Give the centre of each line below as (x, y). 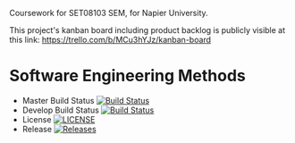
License (37, 119)
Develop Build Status (61, 110)
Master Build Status (58, 100)
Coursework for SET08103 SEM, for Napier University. (109, 13)
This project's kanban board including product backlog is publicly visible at (147, 30)
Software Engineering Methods (127, 76)
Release (37, 129)
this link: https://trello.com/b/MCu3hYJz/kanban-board (110, 40)
